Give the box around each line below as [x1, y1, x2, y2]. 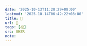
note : [5, 34, 16, 39]
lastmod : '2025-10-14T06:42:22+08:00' [5, 11, 84, 16]
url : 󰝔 [5, 20, 18, 25]
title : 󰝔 [5, 16, 23, 21]
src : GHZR [5, 29, 25, 34]
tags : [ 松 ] [5, 25, 27, 30]
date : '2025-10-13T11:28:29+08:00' [5, 7, 77, 12]
